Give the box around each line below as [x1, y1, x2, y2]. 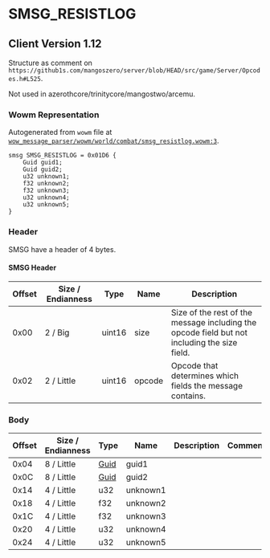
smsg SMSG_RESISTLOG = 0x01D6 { [8, 152, 117, 160]
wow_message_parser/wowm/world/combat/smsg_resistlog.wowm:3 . [8, 136, 219, 145]
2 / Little [44, 375, 76, 386]
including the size [171, 336, 238, 348]
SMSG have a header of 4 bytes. [8, 244, 117, 254]
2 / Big [44, 327, 70, 338]
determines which [171, 370, 239, 381]
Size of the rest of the [171, 307, 253, 318]
